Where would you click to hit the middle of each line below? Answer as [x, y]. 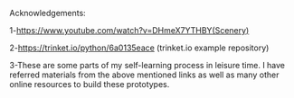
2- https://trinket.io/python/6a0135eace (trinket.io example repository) [139, 48]
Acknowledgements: [47, 13]
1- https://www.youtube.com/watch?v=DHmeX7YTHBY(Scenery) [129, 30]
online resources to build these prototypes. [90, 84]
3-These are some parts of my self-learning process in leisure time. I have [147, 65]
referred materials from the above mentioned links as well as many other [144, 75]
